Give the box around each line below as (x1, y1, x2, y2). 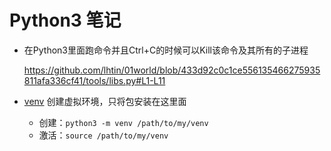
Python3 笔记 (9, 9, 122, 32)
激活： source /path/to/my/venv (38, 129, 169, 141)
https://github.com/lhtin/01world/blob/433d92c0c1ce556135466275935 (23, 64, 321, 76)
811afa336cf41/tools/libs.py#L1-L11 (23, 74, 166, 86)
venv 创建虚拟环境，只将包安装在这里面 (23, 95, 187, 107)
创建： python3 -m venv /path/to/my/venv (38, 116, 209, 128)
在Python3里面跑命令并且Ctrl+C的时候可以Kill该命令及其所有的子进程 (23, 44, 309, 56)
